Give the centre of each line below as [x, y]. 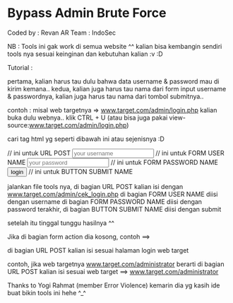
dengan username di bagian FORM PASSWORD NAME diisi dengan [105, 201]
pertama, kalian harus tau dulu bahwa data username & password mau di [113, 81]
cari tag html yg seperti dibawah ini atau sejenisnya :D [86, 139]
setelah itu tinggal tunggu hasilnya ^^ [61, 223]
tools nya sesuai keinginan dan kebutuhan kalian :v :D [85, 54]
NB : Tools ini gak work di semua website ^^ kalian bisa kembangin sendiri [115, 46]
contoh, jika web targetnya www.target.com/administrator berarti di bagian [116, 264]
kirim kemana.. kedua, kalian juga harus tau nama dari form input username [117, 88]
